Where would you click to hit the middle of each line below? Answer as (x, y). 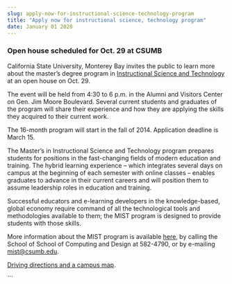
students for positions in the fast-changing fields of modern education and (114, 158)
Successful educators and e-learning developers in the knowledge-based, (114, 201)
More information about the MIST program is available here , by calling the (113, 236)
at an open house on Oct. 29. (49, 81)
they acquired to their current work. (58, 116)
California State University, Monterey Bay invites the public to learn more (111, 66)
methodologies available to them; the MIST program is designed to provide (114, 215)
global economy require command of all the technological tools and (103, 208)
